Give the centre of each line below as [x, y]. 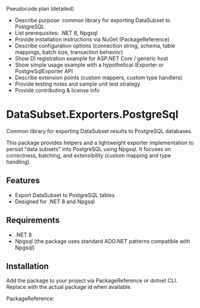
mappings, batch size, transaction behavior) [69, 52]
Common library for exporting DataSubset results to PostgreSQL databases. [99, 131]
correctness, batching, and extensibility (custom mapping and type [89, 155]
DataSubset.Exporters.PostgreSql [93, 115]
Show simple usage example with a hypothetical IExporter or [89, 65]
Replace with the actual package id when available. [69, 287]
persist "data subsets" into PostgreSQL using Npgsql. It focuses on [89, 149]
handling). [19, 162]
